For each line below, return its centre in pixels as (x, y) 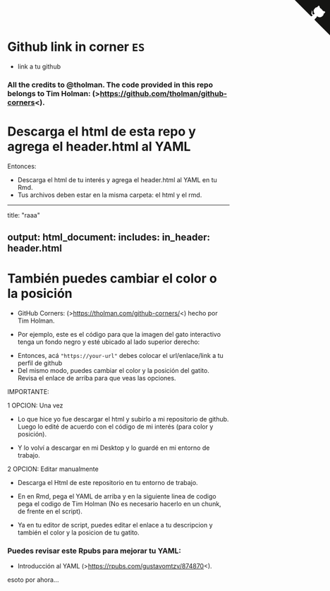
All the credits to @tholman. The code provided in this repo (110, 85)
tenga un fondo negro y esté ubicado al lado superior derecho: (109, 342)
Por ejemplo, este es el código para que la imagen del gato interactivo (119, 335)
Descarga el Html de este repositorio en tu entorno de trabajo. (108, 483)
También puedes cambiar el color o (112, 279)
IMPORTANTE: (28, 392)
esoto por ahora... (33, 580)
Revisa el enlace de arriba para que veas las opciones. (97, 378)
